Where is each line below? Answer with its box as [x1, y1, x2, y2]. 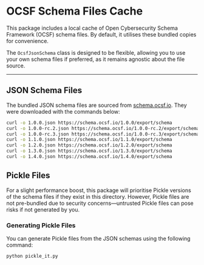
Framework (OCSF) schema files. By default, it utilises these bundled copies [6, 30, 197, 38]
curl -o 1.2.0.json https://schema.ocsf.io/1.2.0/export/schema [6, 142, 172, 148]
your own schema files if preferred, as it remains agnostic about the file [6, 55, 185, 63]
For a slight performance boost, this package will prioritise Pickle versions [6, 187, 191, 194]
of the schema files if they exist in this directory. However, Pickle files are [6, 193, 189, 200]
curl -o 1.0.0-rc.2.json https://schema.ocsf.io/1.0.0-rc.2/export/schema [6, 125, 200, 131]
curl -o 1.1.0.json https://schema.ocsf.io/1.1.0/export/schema [6, 137, 172, 143]
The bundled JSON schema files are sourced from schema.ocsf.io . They [6, 102, 187, 109]
